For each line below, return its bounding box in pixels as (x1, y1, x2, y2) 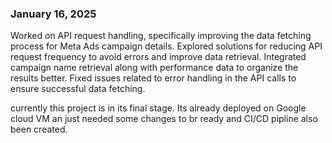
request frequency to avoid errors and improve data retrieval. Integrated (10, 51, 307, 63)
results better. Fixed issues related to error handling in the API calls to (10, 72, 297, 84)
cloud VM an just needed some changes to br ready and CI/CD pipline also (10, 113, 318, 125)
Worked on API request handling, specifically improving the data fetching (10, 30, 312, 42)
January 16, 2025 (10, 7, 97, 21)
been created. (10, 123, 68, 136)
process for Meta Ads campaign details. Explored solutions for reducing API (10, 40, 323, 52)
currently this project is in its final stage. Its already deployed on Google (10, 102, 307, 114)
